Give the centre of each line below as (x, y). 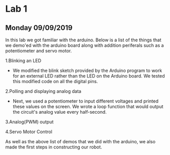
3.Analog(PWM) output (29, 122)
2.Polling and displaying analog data (43, 91)
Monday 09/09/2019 (39, 28)
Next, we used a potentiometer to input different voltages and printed (86, 101)
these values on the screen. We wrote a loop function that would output (88, 107)
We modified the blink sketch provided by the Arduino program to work (87, 70)
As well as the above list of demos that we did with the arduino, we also (80, 141)
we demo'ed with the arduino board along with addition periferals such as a (85, 45)
